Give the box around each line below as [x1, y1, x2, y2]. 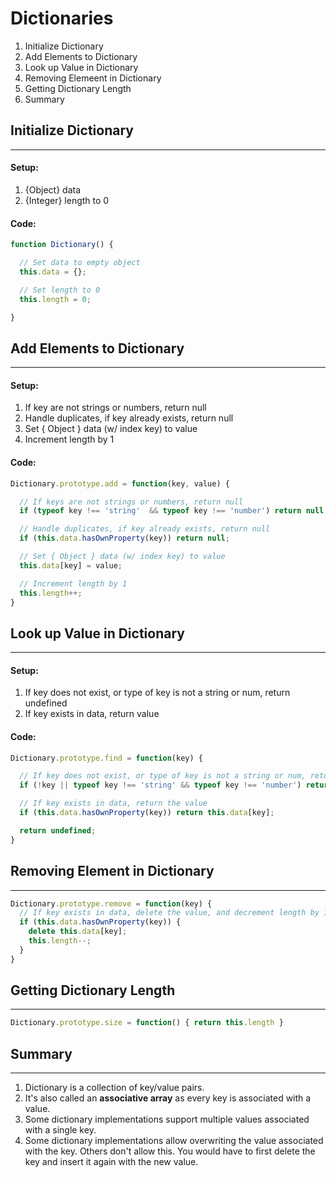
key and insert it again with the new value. [24, 1156, 199, 1168]
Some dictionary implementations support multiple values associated [24, 1113, 310, 1126]
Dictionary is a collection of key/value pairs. [24, 1082, 205, 1094]
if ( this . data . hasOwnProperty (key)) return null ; [19, 533, 230, 544]
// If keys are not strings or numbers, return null [19, 497, 244, 507]
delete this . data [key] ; [28, 927, 128, 937]
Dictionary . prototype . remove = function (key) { [10, 898, 213, 909]
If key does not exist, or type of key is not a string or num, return [24, 687, 291, 699]
